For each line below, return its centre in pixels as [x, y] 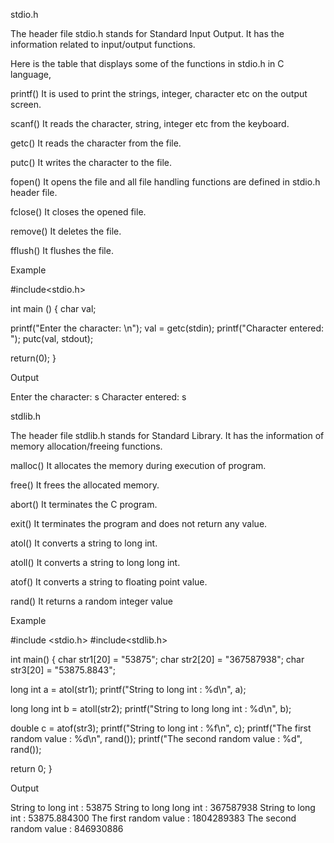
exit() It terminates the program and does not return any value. [139, 523]
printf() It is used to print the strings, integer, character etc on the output [159, 93]
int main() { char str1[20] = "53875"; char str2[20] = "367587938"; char [157, 659]
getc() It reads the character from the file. [96, 143]
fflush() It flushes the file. [62, 250]
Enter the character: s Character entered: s [98, 397]
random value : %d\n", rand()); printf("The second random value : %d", [156, 738]
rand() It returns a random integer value [91, 601]
